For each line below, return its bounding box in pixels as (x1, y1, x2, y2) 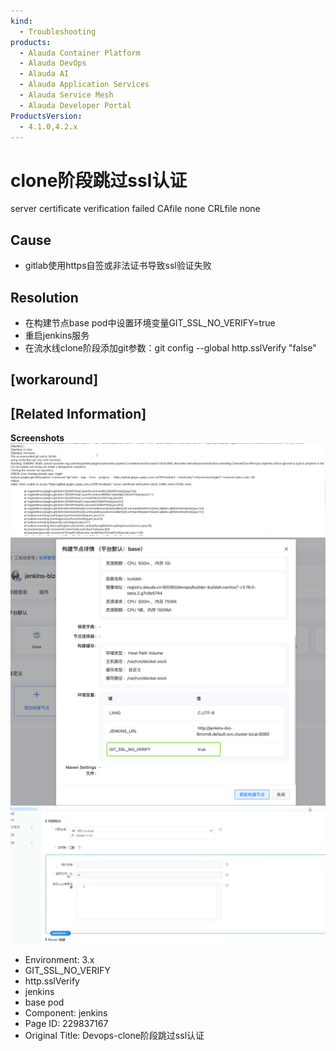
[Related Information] (10, 405, 147, 422)
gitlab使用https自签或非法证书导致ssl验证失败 (24, 260, 212, 272)
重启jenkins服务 (24, 329, 90, 341)
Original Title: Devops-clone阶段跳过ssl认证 (24, 1030, 205, 1042)
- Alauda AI (19, 69, 70, 79)
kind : (10, 16, 33, 26)
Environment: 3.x (24, 954, 95, 966)
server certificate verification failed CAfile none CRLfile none (10, 203, 261, 215)
